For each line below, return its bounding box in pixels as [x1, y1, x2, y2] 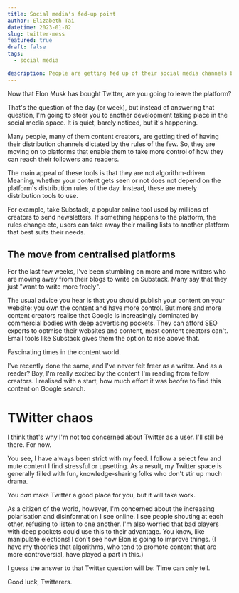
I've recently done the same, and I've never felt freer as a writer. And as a [7, 361, 223, 371]
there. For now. [7, 440, 52, 449]
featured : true [7, 37, 53, 44]
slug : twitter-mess [7, 30, 65, 38]
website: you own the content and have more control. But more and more [7, 304, 222, 312]
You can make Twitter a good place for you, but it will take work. [7, 491, 196, 500]
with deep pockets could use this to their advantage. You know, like [7, 527, 205, 536]
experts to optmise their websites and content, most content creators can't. [7, 326, 229, 335]
